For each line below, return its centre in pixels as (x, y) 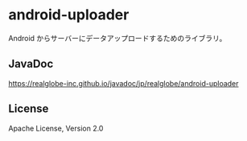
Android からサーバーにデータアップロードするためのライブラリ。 (117, 38)
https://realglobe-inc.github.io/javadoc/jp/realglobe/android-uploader (123, 83)
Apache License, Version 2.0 (56, 128)
